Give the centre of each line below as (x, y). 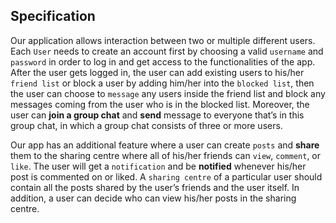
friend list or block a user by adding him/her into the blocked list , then (162, 83)
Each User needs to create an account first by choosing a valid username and (167, 51)
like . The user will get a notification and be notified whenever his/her (158, 166)
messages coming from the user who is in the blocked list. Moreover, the (160, 104)
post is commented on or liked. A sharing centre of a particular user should (166, 176)
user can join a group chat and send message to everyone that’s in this (157, 115)
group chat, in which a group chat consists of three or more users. (146, 125)
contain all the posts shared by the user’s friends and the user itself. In (155, 187)
